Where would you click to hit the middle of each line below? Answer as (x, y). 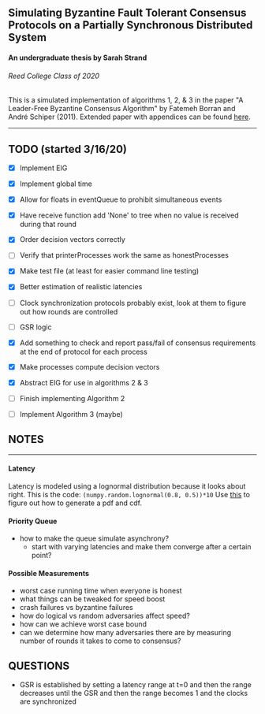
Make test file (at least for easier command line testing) (109, 271)
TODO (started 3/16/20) (68, 149)
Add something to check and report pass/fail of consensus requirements (138, 343)
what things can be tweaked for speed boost (92, 599)
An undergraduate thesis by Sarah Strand (78, 58)
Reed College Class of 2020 (54, 76)
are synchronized (48, 701)
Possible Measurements (49, 573)
